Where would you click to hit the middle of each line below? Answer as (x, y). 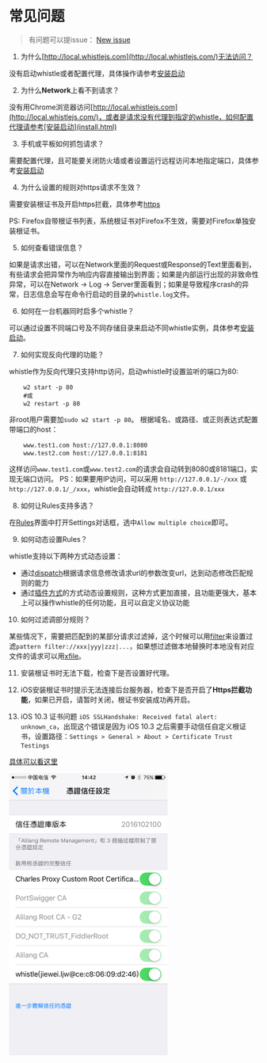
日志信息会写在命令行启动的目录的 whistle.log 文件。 (108, 294)
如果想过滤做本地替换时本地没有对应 (196, 646)
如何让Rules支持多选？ (57, 505)
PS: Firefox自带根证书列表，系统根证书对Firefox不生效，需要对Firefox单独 (129, 221)
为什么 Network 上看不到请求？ (70, 90)
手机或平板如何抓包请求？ (62, 143)
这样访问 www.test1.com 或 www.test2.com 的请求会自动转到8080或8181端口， (130, 469)
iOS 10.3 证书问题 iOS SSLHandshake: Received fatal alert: (119, 716)
